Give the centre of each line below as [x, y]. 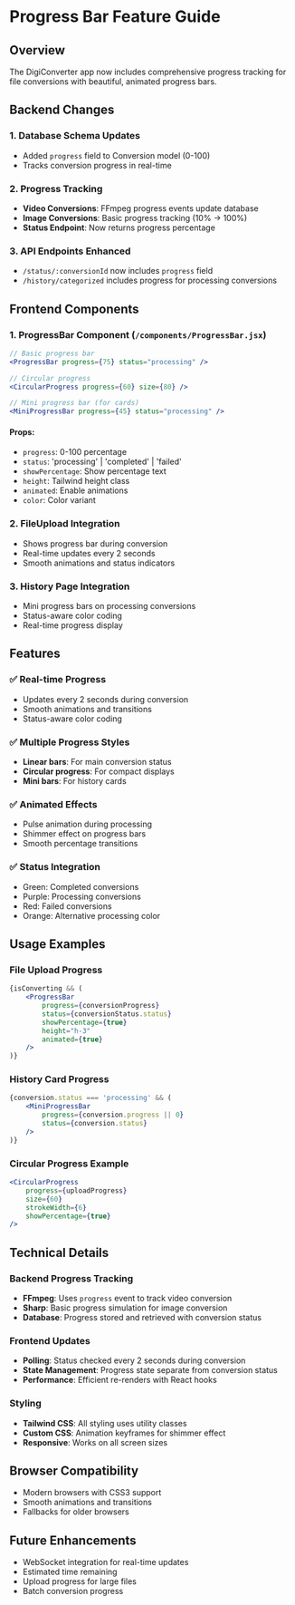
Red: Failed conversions [67, 906]
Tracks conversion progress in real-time [97, 165]
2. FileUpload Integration [65, 524]
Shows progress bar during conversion [95, 543]
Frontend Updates [50, 1340]
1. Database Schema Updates [75, 136]
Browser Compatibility [74, 1470]
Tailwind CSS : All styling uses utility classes [105, 1423]
